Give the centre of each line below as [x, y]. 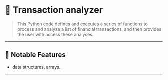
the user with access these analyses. [55, 34]
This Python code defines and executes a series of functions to [83, 24]
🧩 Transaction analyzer [54, 10]
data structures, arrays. [36, 67]
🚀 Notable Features [35, 55]
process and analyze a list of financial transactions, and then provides [89, 29]
